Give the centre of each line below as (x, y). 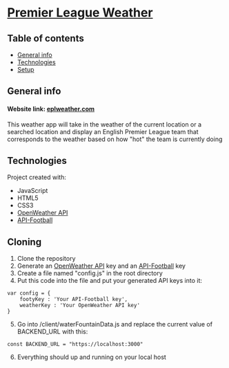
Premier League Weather (80, 13)
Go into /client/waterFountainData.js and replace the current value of (114, 324)
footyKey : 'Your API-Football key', (74, 300)
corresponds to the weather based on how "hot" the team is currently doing (115, 139)
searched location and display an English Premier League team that (103, 131)
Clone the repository (46, 259)
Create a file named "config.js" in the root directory (90, 273)
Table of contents (46, 38)
